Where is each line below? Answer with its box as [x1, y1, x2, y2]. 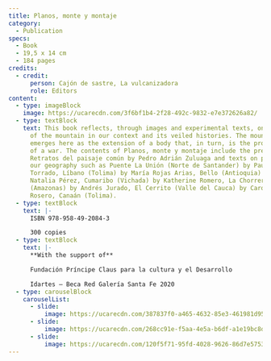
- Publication [15, 27, 63, 35]
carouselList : [23, 295, 70, 303]
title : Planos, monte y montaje [8, 11, 117, 20]
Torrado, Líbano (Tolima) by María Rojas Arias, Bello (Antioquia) [29, 169, 262, 177]
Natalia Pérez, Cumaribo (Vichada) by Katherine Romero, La [29, 176, 236, 185]
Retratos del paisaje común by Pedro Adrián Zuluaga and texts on [29, 154, 258, 162]
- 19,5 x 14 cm [15, 49, 67, 57]
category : [8, 19, 42, 27]
